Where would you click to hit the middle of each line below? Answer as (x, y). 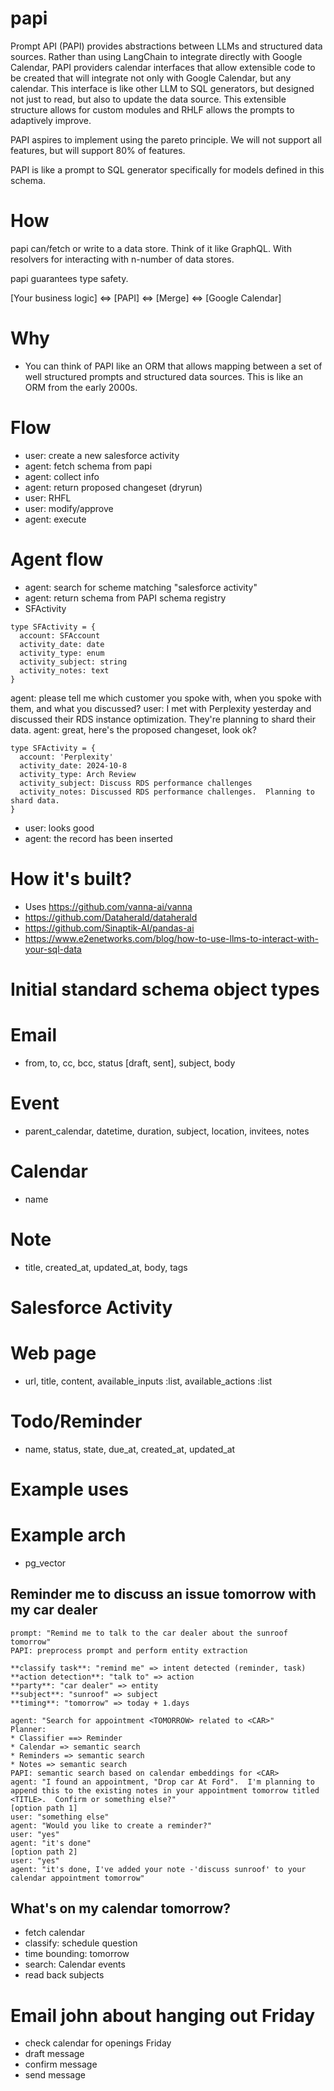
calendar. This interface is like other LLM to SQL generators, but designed (162, 88)
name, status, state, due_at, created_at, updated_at (130, 1449)
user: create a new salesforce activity (102, 455)
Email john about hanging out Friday (163, 2015)
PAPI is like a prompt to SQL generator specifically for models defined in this (167, 169)
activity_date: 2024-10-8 (73, 765)
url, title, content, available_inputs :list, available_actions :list (148, 1381)
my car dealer (54, 1610)
